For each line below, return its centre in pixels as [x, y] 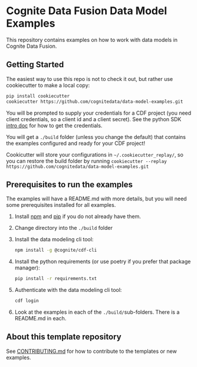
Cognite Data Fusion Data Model [86, 11]
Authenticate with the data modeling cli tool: [68, 290]
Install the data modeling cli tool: [54, 239]
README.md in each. [40, 318]
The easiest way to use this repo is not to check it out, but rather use [89, 79]
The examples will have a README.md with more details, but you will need [96, 199]
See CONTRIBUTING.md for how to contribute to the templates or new [91, 351]
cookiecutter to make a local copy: [48, 85]
